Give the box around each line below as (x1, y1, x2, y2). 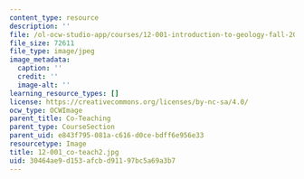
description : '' (9, 22, 71, 31)
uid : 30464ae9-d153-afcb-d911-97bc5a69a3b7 (9, 155, 176, 165)
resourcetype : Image (9, 139, 88, 148)
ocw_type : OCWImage (9, 106, 83, 115)
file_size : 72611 (9, 38, 75, 48)
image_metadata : (9, 55, 71, 64)
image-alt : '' (17, 80, 71, 89)
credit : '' (17, 72, 59, 81)
